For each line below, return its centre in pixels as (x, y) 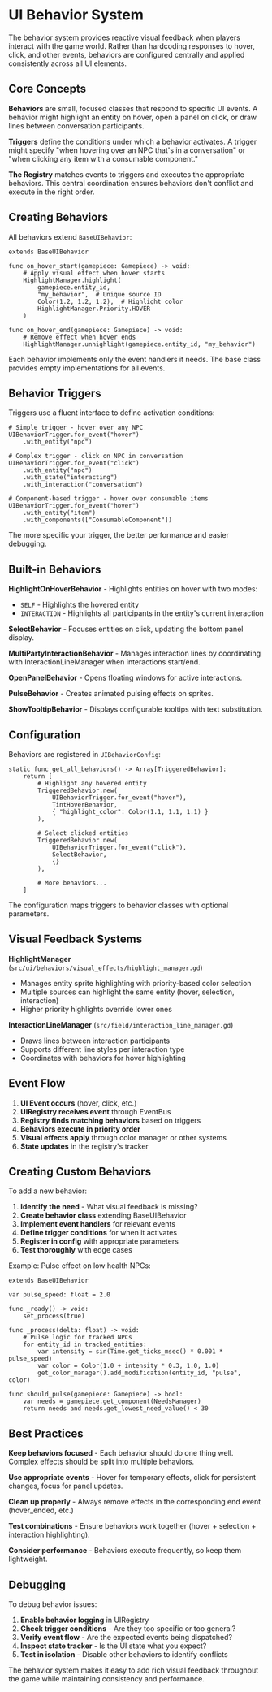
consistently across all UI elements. (68, 63)
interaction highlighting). (50, 1535)
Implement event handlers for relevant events (98, 1224)
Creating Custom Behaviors (80, 1172)
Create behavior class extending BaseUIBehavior (103, 1215)
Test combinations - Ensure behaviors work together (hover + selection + (132, 1526)
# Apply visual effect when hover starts (94, 273)
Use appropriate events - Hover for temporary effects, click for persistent (132, 1478)
